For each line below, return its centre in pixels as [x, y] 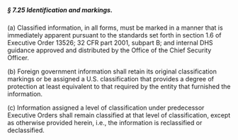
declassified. [26, 130]
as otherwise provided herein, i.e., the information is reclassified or [105, 122]
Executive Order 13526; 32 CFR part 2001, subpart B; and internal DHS [110, 42]
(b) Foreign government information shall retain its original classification [112, 71]
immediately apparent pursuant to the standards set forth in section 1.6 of [114, 35]
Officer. [18, 57]
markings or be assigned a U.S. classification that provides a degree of [111, 78]
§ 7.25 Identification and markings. [60, 10]
